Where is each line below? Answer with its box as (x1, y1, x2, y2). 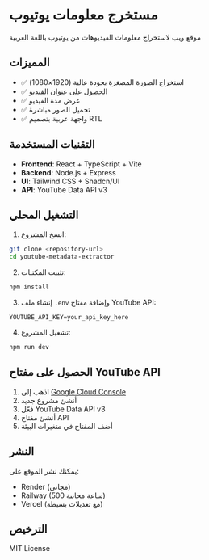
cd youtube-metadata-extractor (9, 253, 115, 261)
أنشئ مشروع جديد (20, 395, 77, 405)
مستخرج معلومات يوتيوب (9, 6, 158, 24)
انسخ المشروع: (20, 229, 67, 239)
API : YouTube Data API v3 (20, 184, 107, 195)
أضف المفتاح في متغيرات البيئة (20, 421, 113, 431)
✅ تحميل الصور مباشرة (20, 104, 91, 114)
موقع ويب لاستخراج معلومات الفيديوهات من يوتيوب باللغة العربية (9, 32, 201, 42)
